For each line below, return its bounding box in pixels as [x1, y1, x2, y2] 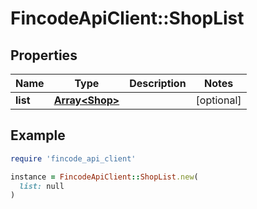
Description [129, 77, 187, 90]
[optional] [195, 93, 242, 107]
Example [10, 127, 66, 144]
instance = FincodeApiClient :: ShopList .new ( [10, 172, 199, 182]
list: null [19, 181, 65, 191]
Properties [10, 47, 78, 64]
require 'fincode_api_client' [10, 153, 137, 164]
